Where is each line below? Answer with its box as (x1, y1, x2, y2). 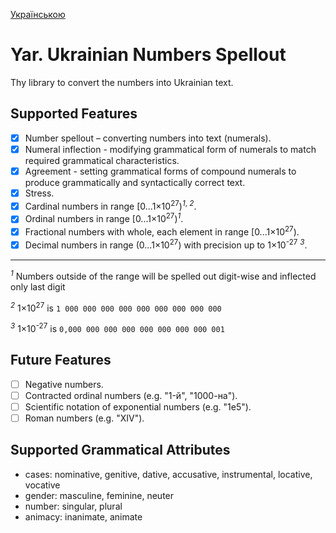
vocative (24, 479, 61, 491)
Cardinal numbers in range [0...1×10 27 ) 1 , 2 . (24, 199, 197, 212)
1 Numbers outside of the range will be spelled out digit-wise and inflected (10, 268, 317, 282)
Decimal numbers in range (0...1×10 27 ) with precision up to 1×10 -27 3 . (24, 237, 308, 251)
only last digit (10, 280, 66, 293)
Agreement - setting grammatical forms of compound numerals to (24, 165, 297, 177)
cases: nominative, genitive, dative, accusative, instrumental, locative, (24, 468, 313, 480)
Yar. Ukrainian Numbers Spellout (10, 44, 287, 66)
